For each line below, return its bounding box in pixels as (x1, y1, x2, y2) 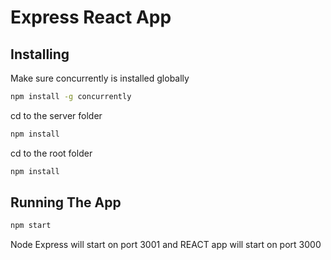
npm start (10, 221, 52, 231)
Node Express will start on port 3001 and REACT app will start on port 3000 (10, 239, 322, 251)
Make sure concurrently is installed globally (10, 72, 190, 84)
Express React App (10, 6, 172, 29)
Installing (10, 46, 70, 63)
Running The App (10, 194, 122, 211)
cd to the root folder (10, 147, 93, 159)
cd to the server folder (10, 109, 103, 121)
